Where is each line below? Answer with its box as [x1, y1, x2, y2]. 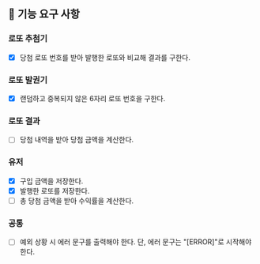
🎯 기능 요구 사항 [8, 7, 81, 21]
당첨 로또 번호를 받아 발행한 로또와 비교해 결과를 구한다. [19, 52, 191, 62]
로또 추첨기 [8, 33, 48, 44]
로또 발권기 [8, 74, 48, 85]
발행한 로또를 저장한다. [19, 186, 90, 195]
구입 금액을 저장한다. [19, 176, 84, 186]
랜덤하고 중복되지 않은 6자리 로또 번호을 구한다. [19, 94, 166, 104]
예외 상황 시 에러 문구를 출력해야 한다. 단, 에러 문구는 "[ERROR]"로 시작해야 [19, 237, 252, 247]
